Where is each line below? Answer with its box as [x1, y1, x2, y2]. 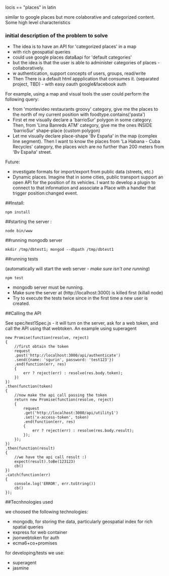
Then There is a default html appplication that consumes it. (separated [12, 76, 159, 82]
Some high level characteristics [5, 20, 71, 25]
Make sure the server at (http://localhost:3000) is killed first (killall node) [12, 290, 163, 296]
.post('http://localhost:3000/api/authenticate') [14, 353, 121, 358]
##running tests [5, 256, 38, 262]
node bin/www [5, 229, 33, 234]
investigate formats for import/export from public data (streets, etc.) [12, 169, 154, 175]
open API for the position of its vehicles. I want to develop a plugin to [12, 180, 156, 186]
